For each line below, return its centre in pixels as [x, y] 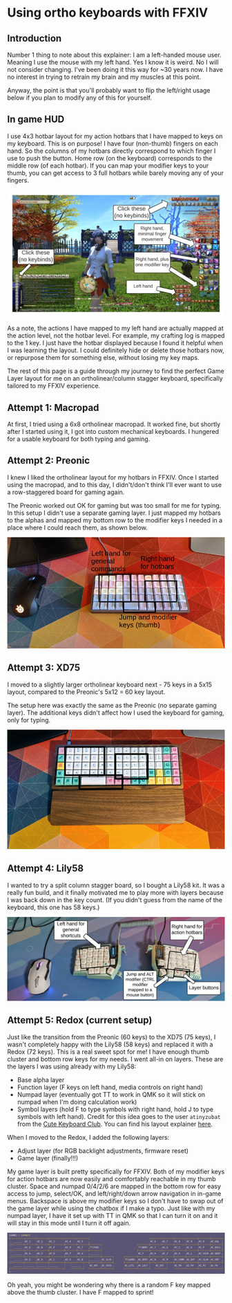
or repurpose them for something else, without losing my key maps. [103, 358]
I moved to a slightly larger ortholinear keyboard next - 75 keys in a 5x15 [110, 684]
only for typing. [29, 720]
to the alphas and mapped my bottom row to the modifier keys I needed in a [115, 520]
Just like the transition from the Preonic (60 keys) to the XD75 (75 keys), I [112, 1037]
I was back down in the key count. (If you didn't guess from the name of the [115, 900]
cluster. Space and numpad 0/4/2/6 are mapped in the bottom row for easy [114, 1186]
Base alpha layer [41, 1079]
